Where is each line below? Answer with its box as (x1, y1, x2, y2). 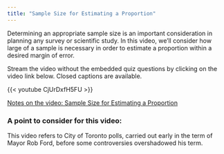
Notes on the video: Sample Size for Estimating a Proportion (7, 98, 178, 107)
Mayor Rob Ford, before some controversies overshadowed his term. (7, 139, 203, 147)
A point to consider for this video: (7, 115, 122, 125)
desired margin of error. (7, 51, 75, 59)
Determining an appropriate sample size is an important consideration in (7, 29, 213, 37)
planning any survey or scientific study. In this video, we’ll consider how (7, 36, 212, 45)
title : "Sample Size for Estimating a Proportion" (7, 10, 156, 17)
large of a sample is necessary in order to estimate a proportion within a (7, 44, 212, 52)
